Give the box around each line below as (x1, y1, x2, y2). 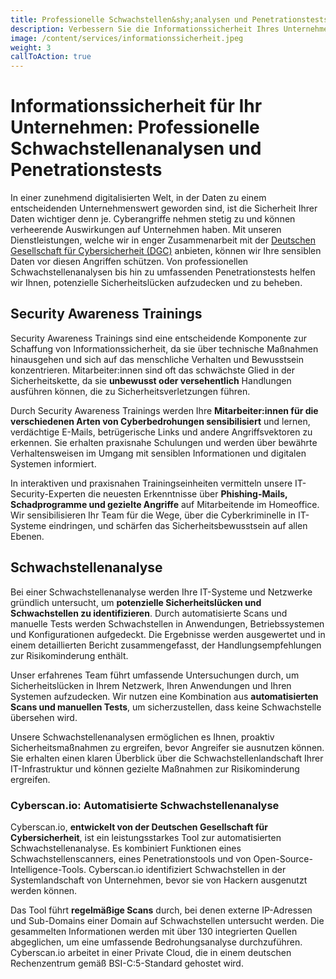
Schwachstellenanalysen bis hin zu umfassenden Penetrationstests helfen (10, 266, 316, 278)
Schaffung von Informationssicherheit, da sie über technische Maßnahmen (10, 342, 319, 355)
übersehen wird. (10, 711, 78, 723)
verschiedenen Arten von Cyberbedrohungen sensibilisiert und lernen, (10, 415, 311, 427)
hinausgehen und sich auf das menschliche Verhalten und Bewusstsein (10, 353, 304, 365)
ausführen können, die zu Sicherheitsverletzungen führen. (10, 385, 251, 397)
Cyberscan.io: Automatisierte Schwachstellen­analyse (10, 798, 280, 812)
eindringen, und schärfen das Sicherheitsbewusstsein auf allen (48, 519, 308, 531)
